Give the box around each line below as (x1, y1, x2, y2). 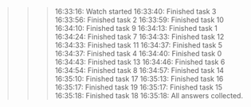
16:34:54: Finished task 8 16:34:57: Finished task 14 (54, 66, 225, 75)
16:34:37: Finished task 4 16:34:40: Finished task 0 (54, 49, 222, 58)
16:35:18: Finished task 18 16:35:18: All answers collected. (54, 91, 244, 100)
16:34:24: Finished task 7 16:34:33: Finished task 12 (54, 32, 225, 41)
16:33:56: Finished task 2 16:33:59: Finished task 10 (54, 15, 225, 25)
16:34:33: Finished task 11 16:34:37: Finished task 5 (54, 40, 222, 50)
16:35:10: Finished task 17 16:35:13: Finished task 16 (54, 75, 224, 83)
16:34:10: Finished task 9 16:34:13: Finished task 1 (54, 24, 218, 32)
